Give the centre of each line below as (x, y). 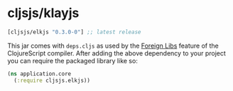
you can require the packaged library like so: (73, 60)
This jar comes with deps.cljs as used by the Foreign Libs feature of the (113, 45)
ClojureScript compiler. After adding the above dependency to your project (116, 53)
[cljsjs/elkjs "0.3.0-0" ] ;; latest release (74, 32)
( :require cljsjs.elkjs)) (52, 80)
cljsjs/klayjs (43, 13)
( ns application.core (39, 74)
